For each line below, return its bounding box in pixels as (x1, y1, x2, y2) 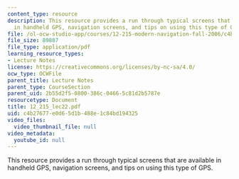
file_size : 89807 (7, 37, 59, 44)
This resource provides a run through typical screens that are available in (7, 156, 222, 165)
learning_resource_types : (7, 51, 84, 58)
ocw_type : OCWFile (7, 70, 62, 77)
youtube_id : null (14, 136, 65, 143)
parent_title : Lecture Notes (7, 76, 94, 84)
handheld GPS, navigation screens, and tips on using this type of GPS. (7, 163, 213, 172)
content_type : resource (7, 10, 78, 18)
